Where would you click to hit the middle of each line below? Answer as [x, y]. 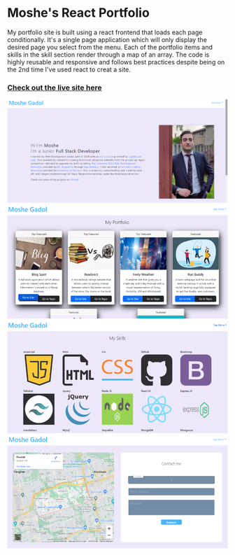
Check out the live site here [55, 87]
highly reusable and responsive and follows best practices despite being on [116, 62]
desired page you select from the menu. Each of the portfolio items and [110, 47]
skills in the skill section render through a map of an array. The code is [108, 55]
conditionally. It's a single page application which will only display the [107, 39]
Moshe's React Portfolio [79, 13]
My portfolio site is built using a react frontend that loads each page [105, 32]
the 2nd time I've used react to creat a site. [69, 69]
